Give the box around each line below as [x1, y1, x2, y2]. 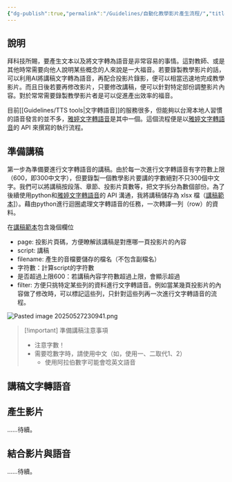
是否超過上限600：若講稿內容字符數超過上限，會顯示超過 [17, 272, 181, 280]
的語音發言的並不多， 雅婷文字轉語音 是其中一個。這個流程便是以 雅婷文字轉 [7, 115, 219, 123]
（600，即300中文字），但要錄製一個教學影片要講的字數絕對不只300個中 [7, 174, 214, 182]
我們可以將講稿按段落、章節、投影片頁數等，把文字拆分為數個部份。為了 [19, 182, 225, 191]
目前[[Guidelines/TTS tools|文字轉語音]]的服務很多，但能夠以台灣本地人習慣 [7, 106, 223, 115]
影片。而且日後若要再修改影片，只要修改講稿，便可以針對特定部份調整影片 [7, 83, 219, 91]
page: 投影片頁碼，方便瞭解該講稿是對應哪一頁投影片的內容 [17, 238, 187, 246]
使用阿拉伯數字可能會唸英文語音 [44, 358, 136, 367]
